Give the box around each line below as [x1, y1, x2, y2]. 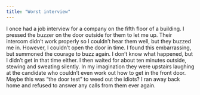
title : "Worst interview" [6, 8, 70, 15]
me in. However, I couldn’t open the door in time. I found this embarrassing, [6, 44, 192, 51]
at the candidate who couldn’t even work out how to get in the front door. [6, 69, 186, 76]
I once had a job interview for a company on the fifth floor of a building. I [6, 25, 184, 32]
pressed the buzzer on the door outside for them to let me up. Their [6, 31, 173, 39]
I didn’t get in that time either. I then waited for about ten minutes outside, [6, 56, 187, 64]
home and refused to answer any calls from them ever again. [6, 81, 156, 89]
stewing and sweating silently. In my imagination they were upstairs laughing [6, 63, 195, 70]
